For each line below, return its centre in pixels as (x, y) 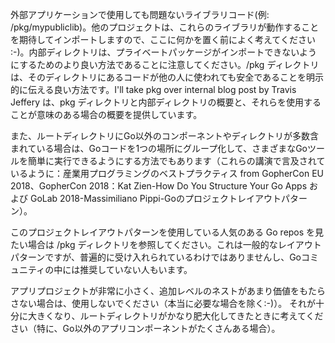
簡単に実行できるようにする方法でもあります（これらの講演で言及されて (176, 161)
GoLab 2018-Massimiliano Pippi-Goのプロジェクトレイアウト (155, 198)
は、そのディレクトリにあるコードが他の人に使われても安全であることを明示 (167, 77)
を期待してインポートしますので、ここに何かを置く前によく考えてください (163, 39)
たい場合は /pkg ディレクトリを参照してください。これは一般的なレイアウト (166, 244)
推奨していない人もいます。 (136, 269)
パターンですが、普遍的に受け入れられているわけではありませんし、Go (156, 257)
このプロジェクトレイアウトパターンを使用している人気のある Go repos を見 (167, 232)
